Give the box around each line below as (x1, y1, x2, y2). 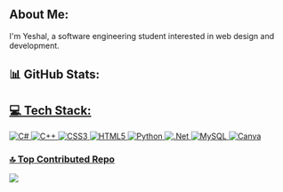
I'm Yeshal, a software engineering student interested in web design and (9, 30, 274, 41)
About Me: (9, 7, 69, 22)
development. (9, 40, 60, 51)
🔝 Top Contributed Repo (9, 153, 116, 165)
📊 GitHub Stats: (9, 67, 101, 83)
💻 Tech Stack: (9, 102, 92, 118)
